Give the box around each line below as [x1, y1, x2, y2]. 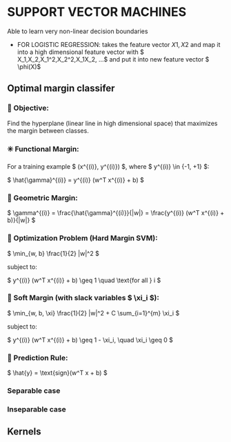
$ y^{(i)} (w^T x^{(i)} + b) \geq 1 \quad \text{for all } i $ [7, 276, 161, 284]
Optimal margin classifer [7, 82, 115, 94]
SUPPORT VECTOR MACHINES [7, 4, 187, 20]
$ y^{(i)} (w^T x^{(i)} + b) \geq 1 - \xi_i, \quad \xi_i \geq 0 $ [7, 335, 174, 344]
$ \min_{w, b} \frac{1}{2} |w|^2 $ [7, 249, 100, 257]
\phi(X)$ [17, 62, 41, 71]
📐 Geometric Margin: [7, 193, 78, 203]
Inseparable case [7, 404, 67, 414]
